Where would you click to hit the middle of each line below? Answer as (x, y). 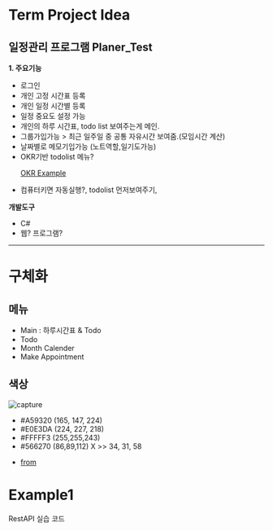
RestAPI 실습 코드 (37, 518)
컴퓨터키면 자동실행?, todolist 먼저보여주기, (89, 190)
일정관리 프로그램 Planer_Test (80, 47)
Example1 (41, 495)
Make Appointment (52, 357)
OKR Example (43, 173)
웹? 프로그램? (41, 233)
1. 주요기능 (25, 68)
